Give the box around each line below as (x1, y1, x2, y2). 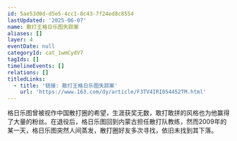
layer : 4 (7, 36, 33, 43)
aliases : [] (7, 29, 42, 37)
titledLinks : (7, 75, 46, 83)
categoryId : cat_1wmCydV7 (7, 50, 83, 57)
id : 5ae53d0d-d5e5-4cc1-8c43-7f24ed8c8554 (7, 10, 134, 18)
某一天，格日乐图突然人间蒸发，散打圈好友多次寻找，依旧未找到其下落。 (7, 126, 217, 135)
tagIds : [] (7, 56, 39, 63)
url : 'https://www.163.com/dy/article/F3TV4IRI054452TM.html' (20, 88, 207, 95)
